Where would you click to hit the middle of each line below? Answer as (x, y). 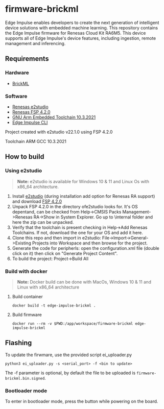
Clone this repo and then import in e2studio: (57, 238)
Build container (27, 296)
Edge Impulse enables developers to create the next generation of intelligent (82, 23)
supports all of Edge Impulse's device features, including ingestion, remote (81, 38)
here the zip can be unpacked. (43, 222)
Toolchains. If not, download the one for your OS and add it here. (78, 232)
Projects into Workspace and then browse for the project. (90, 243)
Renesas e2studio (30, 107)
